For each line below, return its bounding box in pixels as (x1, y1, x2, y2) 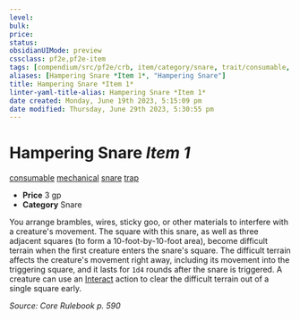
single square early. (9, 283, 82, 294)
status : (9, 38, 39, 47)
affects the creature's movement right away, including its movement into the (9, 255, 290, 265)
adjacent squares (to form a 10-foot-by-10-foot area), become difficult (9, 236, 269, 247)
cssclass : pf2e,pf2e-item (9, 55, 106, 63)
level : (9, 13, 34, 22)
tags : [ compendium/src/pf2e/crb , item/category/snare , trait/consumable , (9, 63, 291, 72)
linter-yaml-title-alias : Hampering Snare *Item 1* (9, 88, 206, 97)
